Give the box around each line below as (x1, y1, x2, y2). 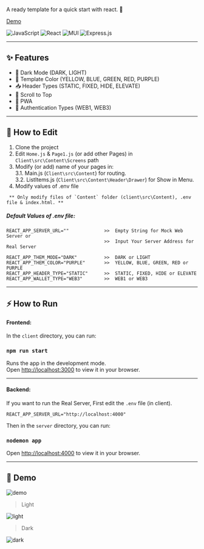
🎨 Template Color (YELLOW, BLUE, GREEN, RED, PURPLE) (15, 75, 160, 82)
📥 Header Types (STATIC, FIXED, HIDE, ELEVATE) (15, 82, 141, 90)
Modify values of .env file (15, 182, 79, 189)
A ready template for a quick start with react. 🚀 (6, 6, 123, 13)
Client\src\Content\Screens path (15, 156, 99, 164)
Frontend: (6, 319, 32, 326)
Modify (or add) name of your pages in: (15, 163, 114, 170)
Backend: (6, 386, 31, 393)
